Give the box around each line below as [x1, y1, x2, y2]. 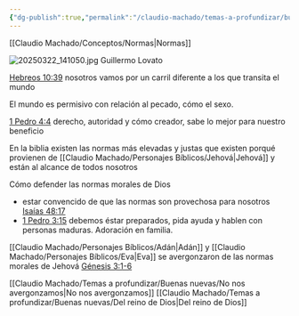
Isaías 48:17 [21, 206, 66, 216]
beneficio [9, 126, 44, 136]
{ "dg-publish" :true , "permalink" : [9, 12, 133, 22]
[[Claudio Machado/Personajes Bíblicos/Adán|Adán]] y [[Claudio [9, 241, 246, 252]
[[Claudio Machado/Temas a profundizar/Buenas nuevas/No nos [9, 278, 246, 288]
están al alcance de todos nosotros [9, 161, 138, 172]
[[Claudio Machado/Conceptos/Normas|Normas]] [9, 37, 191, 48]
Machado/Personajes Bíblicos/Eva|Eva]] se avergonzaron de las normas [9, 251, 274, 262]
